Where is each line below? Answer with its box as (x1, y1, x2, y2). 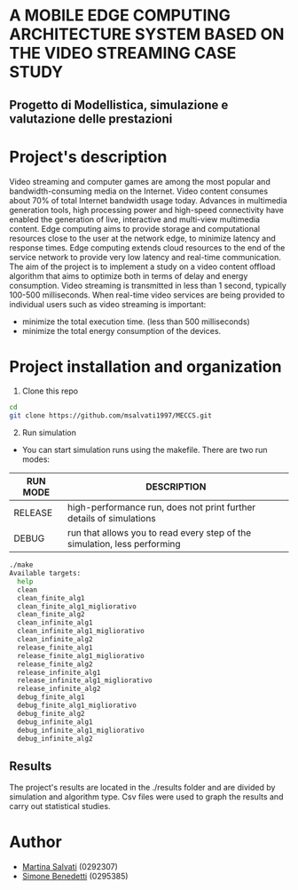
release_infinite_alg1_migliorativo (17, 676, 153, 685)
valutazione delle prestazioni (9, 111, 173, 126)
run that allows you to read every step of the (67, 527, 252, 539)
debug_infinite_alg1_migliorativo (17, 726, 145, 735)
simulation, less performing (67, 538, 181, 551)
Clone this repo (21, 385, 78, 396)
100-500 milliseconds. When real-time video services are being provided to (9, 290, 286, 300)
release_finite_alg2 (17, 659, 93, 669)
